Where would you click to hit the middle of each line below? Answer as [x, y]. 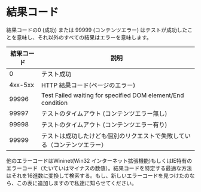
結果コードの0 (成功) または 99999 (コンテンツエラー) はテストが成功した [97, 30]
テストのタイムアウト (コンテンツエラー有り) [104, 125]
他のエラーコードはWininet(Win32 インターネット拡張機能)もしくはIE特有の [99, 160]
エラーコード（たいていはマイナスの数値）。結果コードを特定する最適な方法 [99, 168]
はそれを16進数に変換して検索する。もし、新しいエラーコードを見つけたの [98, 175]
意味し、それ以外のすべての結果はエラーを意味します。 [84, 37]
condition [54, 103]
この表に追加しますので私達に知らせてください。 [77, 183]
